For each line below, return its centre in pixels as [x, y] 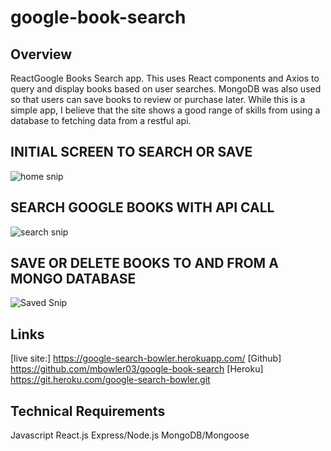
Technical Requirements [88, 411]
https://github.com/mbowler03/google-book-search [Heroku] [137, 369]
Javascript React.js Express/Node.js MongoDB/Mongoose [130, 435]
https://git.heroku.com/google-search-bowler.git [110, 380]
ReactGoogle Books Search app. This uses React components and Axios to [165, 78]
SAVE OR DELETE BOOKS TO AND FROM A [144, 263]
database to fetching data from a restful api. [101, 120]
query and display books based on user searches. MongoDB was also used [166, 89]
